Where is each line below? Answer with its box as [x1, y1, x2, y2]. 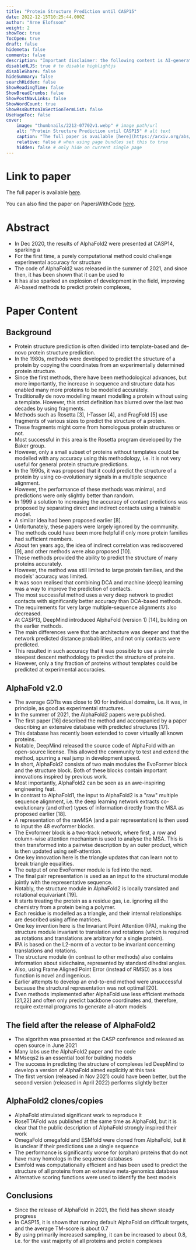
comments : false [6, 52, 45, 58]
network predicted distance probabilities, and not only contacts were [14, 635, 180, 642]
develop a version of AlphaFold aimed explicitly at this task [14, 1067, 156, 1073]
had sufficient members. [14, 536, 73, 543]
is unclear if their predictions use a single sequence [14, 1142, 139, 1149]
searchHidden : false [6, 80, 57, 85]
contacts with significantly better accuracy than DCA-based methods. [14, 598, 183, 605]
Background [6, 327, 51, 337]
